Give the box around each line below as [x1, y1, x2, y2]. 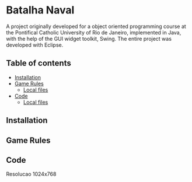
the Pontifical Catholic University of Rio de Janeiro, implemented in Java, [6, 29, 181, 36]
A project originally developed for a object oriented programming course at [6, 23, 187, 30]
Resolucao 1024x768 [6, 170, 57, 178]
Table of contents [6, 58, 71, 68]
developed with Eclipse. [6, 41, 64, 48]
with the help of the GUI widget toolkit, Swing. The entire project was [6, 35, 172, 42]
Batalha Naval [6, 3, 75, 17]
